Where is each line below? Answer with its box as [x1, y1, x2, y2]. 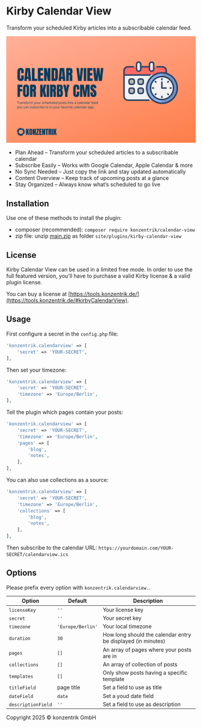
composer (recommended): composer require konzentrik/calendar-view [14, 226, 195, 233]
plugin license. [6, 279, 43, 286]
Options [6, 568, 37, 578]
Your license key [102, 606, 144, 613]
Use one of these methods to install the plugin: [6, 214, 122, 222]
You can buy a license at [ [6, 290, 70, 298]
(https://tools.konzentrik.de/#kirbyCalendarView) [6, 297, 128, 304]
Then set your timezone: [6, 366, 67, 373]
